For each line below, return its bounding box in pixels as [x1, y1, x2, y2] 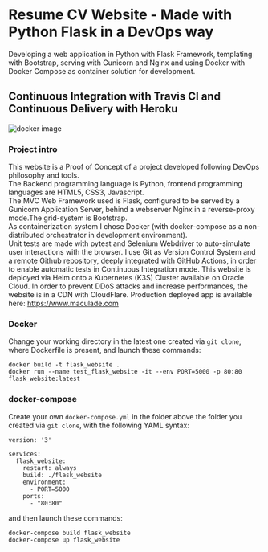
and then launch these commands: [8, 513, 123, 523]
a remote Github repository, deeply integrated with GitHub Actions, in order [8, 256, 257, 266]
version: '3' [8, 435, 52, 444]
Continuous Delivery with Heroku [8, 102, 178, 116]
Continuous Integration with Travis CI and [8, 90, 221, 104]
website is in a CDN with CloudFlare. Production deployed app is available [8, 290, 253, 300]
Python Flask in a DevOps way [8, 22, 214, 41]
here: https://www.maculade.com [8, 299, 119, 309]
